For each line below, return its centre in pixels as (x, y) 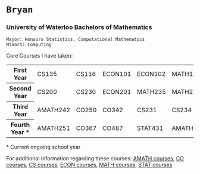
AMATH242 (54, 110)
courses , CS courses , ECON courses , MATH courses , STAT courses (89, 165)
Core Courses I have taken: (40, 56)
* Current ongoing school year (43, 147)
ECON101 (117, 74)
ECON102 (151, 74)
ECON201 (117, 92)
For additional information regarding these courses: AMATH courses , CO (95, 159)
